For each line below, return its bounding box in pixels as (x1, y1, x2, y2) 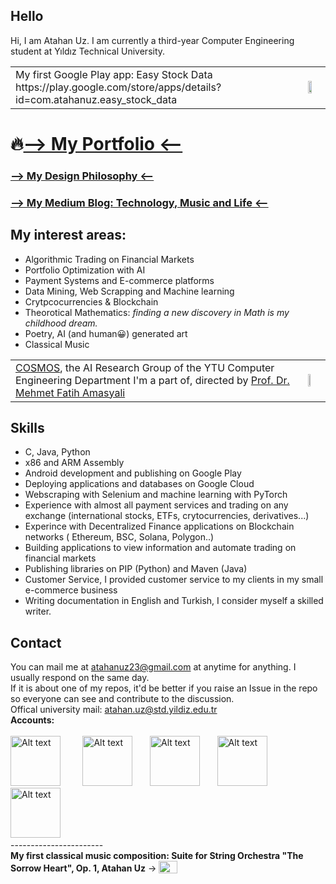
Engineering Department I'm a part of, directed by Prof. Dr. (15, 373, 290, 387)
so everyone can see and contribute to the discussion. (10, 693, 235, 705)
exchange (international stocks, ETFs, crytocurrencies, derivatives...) (24, 510, 310, 522)
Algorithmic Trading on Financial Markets (24, 253, 195, 265)
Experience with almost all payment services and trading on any (24, 499, 289, 511)
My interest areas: (10, 227, 127, 244)
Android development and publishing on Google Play (24, 467, 242, 479)
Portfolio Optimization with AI (24, 264, 146, 276)
